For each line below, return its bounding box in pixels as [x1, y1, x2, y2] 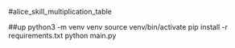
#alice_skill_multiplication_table [8, 7, 113, 16]
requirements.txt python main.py [8, 31, 117, 40]
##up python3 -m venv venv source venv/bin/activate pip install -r [8, 22, 228, 31]
